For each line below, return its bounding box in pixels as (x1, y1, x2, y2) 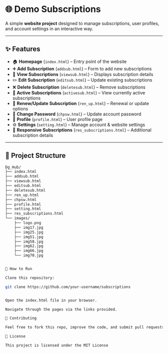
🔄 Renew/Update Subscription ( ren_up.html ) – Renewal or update (12, 100, 149, 106)
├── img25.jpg (14, 229, 43, 234)
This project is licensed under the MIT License (5, 343, 108, 348)
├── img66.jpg (14, 248, 43, 253)
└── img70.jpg (14, 253, 43, 258)
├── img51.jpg (14, 234, 43, 239)
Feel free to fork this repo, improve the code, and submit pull (5, 325, 144, 330)
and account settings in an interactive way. (5, 25, 93, 31)
